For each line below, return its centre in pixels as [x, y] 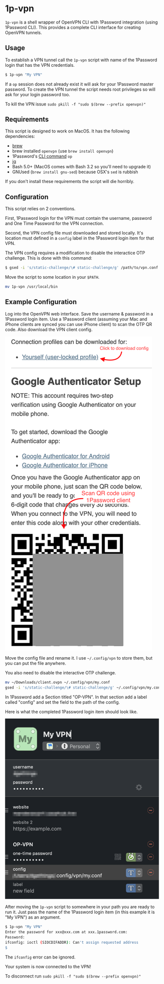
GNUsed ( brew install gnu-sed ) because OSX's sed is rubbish [75, 172]
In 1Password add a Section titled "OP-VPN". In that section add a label [76, 697]
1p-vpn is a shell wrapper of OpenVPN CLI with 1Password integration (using [82, 22]
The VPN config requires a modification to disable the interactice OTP [75, 253]
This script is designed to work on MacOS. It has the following [68, 131]
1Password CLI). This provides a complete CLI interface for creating [73, 27]
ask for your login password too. [38, 94]
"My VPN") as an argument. [33, 917]
